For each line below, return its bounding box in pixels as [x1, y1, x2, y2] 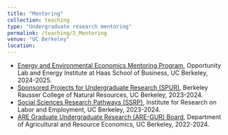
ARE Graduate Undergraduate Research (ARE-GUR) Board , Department [17, 113, 221, 121]
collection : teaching [7, 17, 70, 24]
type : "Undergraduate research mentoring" [7, 23, 132, 30]
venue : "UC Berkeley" [7, 36, 70, 43]
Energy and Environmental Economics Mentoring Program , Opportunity [17, 62, 221, 69]
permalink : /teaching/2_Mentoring [7, 29, 108, 37]
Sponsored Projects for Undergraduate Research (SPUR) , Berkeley [17, 84, 209, 91]
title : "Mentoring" [7, 10, 64, 17]
